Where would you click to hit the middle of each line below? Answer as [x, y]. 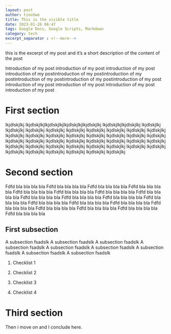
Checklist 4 [25, 292]
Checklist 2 [25, 272]
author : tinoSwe [22, 15]
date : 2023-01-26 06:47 [31, 24]
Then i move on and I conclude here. [44, 327]
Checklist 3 [25, 282]
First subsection [32, 230]
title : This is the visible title [42, 19]
